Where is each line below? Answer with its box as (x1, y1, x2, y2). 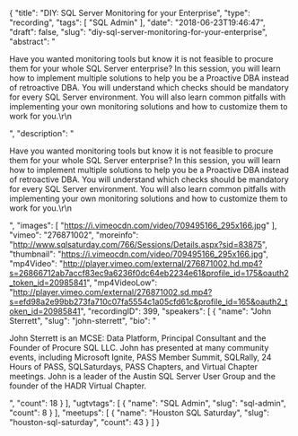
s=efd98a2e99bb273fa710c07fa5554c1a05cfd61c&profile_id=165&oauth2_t (9, 296, 288, 307)
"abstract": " (9, 36, 56, 47)
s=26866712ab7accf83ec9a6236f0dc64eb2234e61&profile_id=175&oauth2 (9, 268, 289, 278)
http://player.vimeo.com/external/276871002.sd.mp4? (13, 287, 213, 297)
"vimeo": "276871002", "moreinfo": (9, 230, 139, 240)
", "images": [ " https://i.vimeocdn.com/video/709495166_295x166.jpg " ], (9, 220, 277, 231)
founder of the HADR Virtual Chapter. (9, 380, 146, 391)
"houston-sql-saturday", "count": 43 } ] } (9, 417, 160, 427)
